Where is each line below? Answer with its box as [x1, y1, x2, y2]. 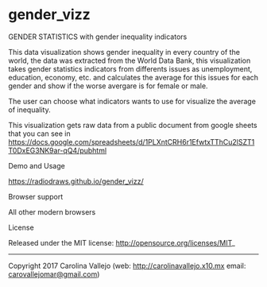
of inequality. [8, 105, 51, 114]
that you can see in [8, 129, 71, 138]
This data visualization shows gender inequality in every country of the [8, 47, 241, 56]
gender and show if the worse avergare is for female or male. [8, 81, 208, 91]
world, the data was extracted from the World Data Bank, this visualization [8, 56, 251, 65]
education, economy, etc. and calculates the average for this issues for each [8, 72, 259, 82]
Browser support [8, 192, 64, 201]
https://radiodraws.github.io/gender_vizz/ [8, 176, 145, 186]
